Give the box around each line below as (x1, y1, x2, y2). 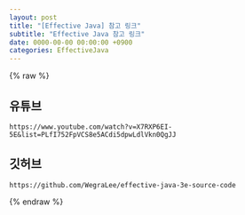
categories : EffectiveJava (9, 46, 109, 55)
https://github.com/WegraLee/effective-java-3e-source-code (9, 180, 237, 189)
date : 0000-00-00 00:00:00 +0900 (9, 37, 133, 47)
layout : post (9, 12, 58, 22)
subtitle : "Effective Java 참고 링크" (9, 29, 146, 38)
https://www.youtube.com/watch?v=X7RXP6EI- (9, 122, 173, 131)
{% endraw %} (9, 196, 64, 207)
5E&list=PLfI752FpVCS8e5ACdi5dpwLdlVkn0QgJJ (9, 130, 177, 139)
